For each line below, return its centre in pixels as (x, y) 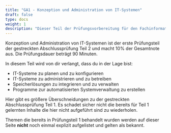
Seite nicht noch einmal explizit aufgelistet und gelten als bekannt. (75, 125)
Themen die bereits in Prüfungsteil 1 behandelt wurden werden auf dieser (82, 120)
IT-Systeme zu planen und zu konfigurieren (58, 73)
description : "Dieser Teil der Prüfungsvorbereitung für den (72, 29)
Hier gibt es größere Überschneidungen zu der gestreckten (67, 100)
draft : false (19, 15)
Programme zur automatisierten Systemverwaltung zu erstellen (79, 90)
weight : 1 (16, 24)
